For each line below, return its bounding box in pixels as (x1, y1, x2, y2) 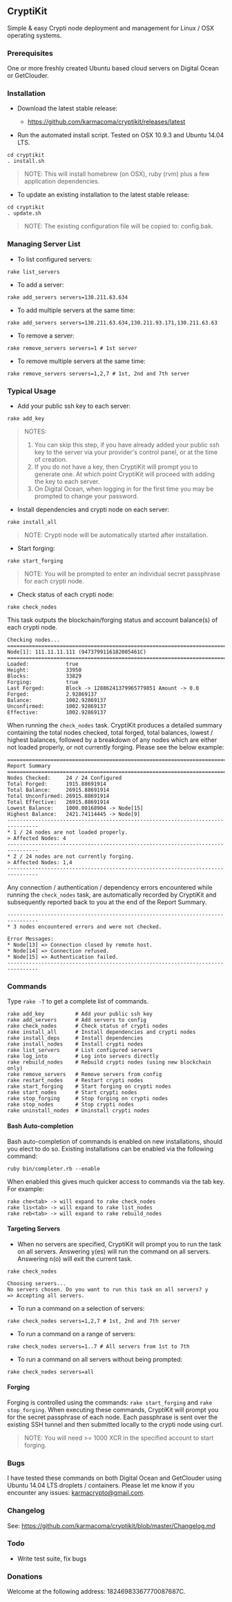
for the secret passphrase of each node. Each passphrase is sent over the (7, 1413, 218, 1421)
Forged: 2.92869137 (7, 691, 97, 698)
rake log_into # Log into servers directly (7, 1053, 159, 1060)
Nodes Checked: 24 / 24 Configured (7, 774, 122, 781)
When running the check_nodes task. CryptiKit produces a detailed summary (7, 721, 222, 729)
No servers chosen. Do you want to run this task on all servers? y (7, 1286, 209, 1293)
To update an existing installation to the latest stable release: (17, 191, 190, 199)
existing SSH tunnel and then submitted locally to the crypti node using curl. (7, 1420, 224, 1428)
